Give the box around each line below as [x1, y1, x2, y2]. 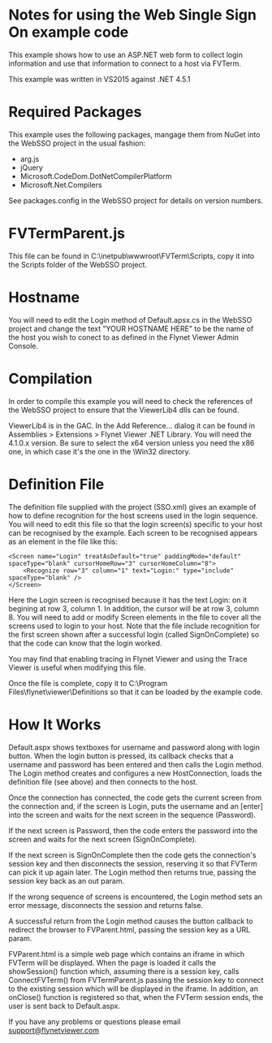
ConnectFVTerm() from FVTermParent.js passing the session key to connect [8, 975, 264, 984]
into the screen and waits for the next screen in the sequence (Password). [8, 810, 256, 819]
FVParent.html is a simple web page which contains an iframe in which [8, 949, 245, 958]
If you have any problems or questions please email [8, 1016, 181, 1026]
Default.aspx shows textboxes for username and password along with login [8, 742, 260, 752]
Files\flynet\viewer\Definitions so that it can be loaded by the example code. [8, 687, 263, 697]
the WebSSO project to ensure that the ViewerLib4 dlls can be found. [8, 405, 240, 415]
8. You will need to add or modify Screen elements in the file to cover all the [8, 612, 261, 622]
